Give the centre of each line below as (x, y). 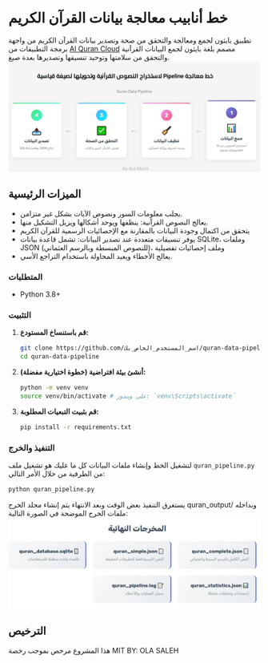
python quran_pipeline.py (51, 490)
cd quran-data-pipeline (60, 357)
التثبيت (20, 315)
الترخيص (27, 631)
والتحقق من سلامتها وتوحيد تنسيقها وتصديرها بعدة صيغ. (89, 57)
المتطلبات (26, 277)
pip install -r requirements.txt (76, 427)
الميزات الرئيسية (45, 194)
